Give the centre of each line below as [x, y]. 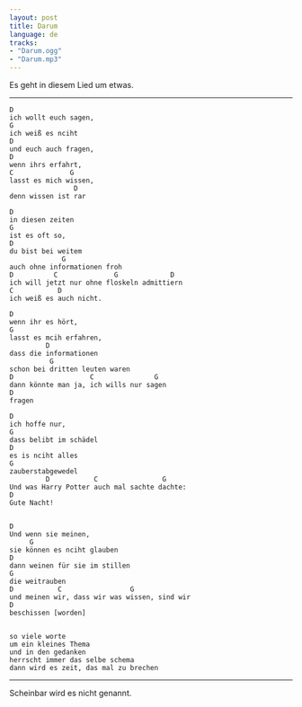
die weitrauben [38, 581]
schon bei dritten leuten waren [70, 369]
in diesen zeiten [42, 220]
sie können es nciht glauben [64, 550]
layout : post [34, 18]
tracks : [24, 43]
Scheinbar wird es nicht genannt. [71, 693]
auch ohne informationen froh [66, 267]
